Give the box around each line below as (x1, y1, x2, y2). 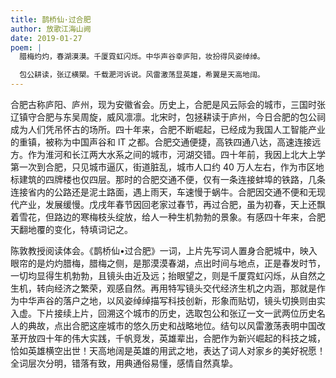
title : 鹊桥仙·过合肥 (10, 14, 92, 25)
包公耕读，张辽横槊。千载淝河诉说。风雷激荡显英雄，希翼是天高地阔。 (19, 70, 265, 80)
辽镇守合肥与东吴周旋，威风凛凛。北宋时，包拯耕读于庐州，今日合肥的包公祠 (10, 111, 326, 123)
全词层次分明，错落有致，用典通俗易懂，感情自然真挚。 (10, 357, 238, 369)
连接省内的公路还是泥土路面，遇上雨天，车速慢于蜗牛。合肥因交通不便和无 (10, 186, 317, 198)
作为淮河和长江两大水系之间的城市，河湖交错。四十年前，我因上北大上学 (27, 149, 326, 160)
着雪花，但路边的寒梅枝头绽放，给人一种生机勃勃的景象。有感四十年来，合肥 (10, 211, 326, 223)
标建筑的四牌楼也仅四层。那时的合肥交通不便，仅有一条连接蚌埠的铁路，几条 (10, 174, 326, 185)
